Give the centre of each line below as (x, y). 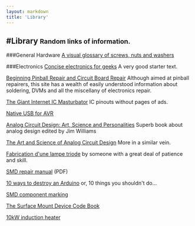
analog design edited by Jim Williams (51, 131)
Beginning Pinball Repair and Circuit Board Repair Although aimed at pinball (98, 78)
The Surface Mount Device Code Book (53, 206)
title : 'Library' (27, 17)
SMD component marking (37, 195)
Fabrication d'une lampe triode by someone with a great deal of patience (95, 154)
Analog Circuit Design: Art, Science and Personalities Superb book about (95, 125)
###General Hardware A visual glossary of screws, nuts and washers (90, 55)
